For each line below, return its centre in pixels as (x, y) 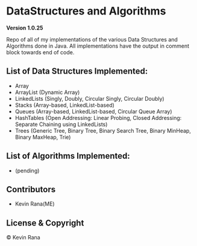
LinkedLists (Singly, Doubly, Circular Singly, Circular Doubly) (89, 98)
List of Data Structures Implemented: (77, 71)
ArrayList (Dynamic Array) (47, 92)
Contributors (31, 189)
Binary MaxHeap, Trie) (43, 137)
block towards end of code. (40, 52)
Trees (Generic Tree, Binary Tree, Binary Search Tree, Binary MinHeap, (103, 130)
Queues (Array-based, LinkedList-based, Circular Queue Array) (94, 111)
